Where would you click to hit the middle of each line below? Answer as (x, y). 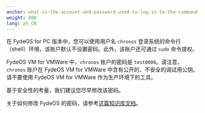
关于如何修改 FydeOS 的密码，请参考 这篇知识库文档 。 (74, 103)
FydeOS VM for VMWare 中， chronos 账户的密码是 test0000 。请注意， (95, 62)
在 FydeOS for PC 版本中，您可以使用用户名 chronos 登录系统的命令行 (94, 42)
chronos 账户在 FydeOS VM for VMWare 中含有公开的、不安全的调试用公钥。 (102, 70)
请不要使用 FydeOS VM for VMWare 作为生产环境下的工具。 (81, 78)
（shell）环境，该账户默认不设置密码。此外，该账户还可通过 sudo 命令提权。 (102, 49)
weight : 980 (21, 18)
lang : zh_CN (21, 23)
